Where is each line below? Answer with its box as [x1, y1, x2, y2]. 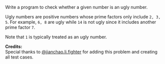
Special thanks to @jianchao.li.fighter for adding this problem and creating [5, 49, 158, 55]
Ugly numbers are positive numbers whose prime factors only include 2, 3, [5, 14, 161, 19]
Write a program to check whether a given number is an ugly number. [5, 4, 148, 10]
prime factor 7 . [5, 24, 35, 30]
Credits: [5, 44, 22, 49]
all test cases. [5, 54, 34, 60]
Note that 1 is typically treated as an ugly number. [5, 34, 107, 40]
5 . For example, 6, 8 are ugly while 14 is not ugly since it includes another [5, 19, 157, 25]
